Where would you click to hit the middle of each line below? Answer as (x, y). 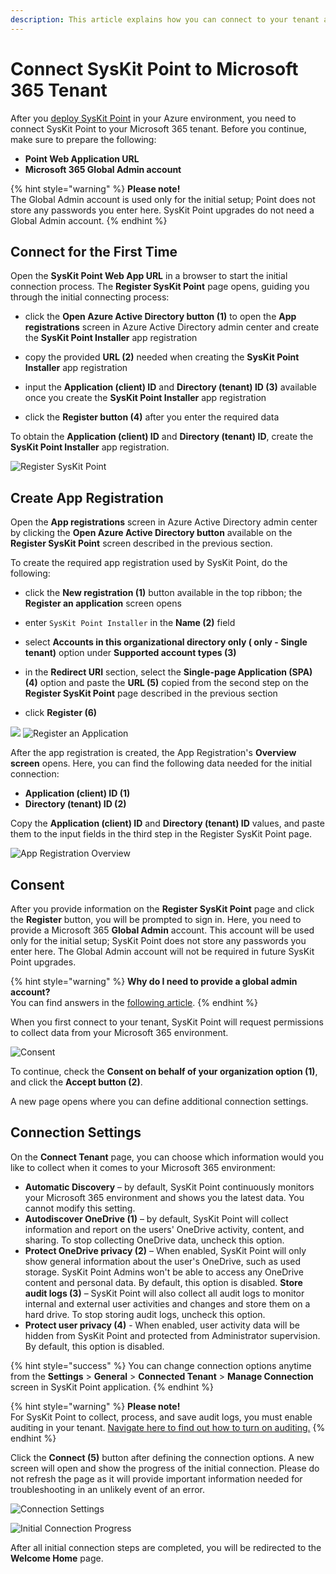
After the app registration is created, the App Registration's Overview (153, 753)
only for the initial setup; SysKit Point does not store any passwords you (158, 940)
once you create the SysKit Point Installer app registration (145, 398)
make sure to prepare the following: (83, 139)
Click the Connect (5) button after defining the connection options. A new (162, 1457)
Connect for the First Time (94, 251)
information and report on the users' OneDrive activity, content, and (164, 1229)
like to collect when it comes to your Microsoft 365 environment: (143, 1167)
